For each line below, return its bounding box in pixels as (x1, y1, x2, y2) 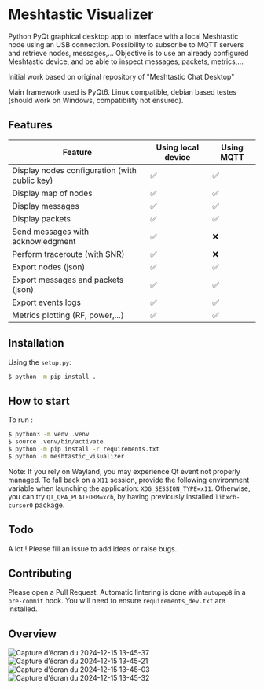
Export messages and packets (12, 274, 124, 285)
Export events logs (12, 297, 81, 308)
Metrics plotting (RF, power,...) (12, 310, 124, 321)
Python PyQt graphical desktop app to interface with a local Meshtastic (8, 32, 239, 41)
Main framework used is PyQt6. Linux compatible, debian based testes (8, 87, 237, 96)
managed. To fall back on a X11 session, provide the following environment (8, 475, 250, 484)
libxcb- (214, 493, 240, 501)
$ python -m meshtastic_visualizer (8, 452, 125, 460)
